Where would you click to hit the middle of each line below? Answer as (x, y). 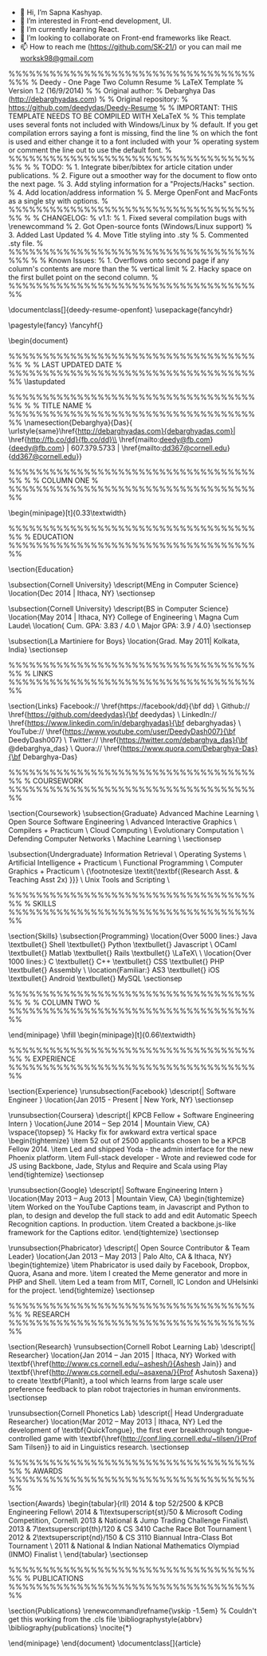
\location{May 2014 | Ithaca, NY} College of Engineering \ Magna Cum (124, 617)
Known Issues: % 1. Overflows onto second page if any (139, 260)
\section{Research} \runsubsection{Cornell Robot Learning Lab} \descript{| (132, 1347)
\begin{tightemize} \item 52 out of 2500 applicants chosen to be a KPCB (128, 1141)
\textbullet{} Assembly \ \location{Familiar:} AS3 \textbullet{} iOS (114, 970)
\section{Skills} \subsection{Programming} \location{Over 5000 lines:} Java (133, 936)
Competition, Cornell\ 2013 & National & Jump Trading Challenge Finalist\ (128, 1520)
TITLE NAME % (67, 406)
